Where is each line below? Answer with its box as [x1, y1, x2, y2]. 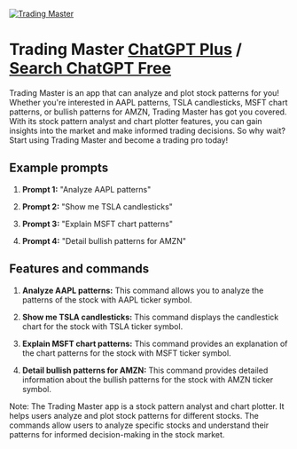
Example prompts [9, 161, 109, 176]
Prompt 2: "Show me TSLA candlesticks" [21, 201, 173, 212]
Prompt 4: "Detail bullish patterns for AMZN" [21, 235, 186, 246]
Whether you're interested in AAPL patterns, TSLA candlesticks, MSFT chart [9, 97, 288, 107]
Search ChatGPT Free [9, 59, 171, 79]
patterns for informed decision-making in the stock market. [9, 429, 225, 439]
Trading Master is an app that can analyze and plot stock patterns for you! [9, 87, 279, 98]
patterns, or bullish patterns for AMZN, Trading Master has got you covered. [9, 106, 287, 117]
